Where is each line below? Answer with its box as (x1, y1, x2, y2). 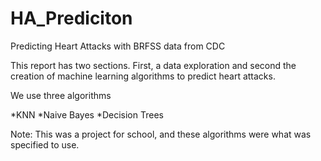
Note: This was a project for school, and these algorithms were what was (10, 128, 312, 140)
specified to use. (10, 138, 80, 151)
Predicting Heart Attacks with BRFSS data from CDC (10, 40, 226, 52)
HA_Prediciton (10, 7, 133, 30)
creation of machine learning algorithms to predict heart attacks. (10, 70, 276, 82)
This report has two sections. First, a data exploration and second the (10, 59, 297, 71)
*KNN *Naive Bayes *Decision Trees (10, 108, 164, 121)
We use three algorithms (10, 89, 112, 101)
